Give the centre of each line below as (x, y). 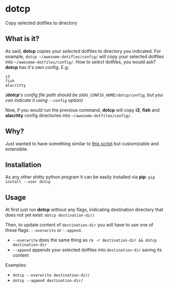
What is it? (22, 39)
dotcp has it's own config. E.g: (37, 67)
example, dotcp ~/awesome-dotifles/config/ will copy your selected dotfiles (85, 56)
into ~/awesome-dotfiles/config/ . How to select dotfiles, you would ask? (80, 62)
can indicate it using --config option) (44, 100)
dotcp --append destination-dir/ (48, 281)
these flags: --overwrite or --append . (44, 230)
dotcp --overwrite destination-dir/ (51, 275)
